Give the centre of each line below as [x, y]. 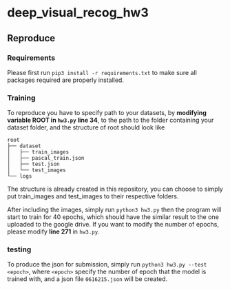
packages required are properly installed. [65, 80]
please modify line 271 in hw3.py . [53, 231]
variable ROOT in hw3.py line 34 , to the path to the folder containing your [111, 120]
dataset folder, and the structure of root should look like [86, 127]
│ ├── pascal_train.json [46, 158]
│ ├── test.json [33, 164]
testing [19, 249]
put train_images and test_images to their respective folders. [93, 196]
